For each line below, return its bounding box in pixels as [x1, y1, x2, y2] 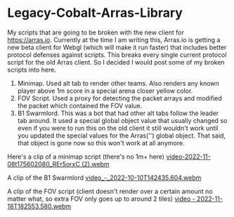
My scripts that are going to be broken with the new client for [7, 28, 184, 37]
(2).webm [82, 159, 110, 168]
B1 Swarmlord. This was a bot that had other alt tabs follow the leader [17, 109, 219, 117]
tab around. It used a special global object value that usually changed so [17, 116, 228, 124]
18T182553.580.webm [7, 202, 72, 210]
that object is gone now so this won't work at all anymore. [17, 138, 185, 147]
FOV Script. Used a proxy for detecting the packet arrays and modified [17, 93, 223, 103]
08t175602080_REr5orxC [7, 159, 81, 168]
